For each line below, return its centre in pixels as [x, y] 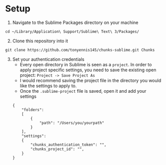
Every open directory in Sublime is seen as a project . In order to [86, 64]
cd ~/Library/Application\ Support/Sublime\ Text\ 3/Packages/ [72, 31]
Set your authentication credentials [48, 59]
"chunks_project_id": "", [57, 149]
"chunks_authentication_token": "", [69, 145]
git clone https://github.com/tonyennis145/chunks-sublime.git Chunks [80, 50]
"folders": [33, 110]
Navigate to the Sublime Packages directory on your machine [75, 22]
